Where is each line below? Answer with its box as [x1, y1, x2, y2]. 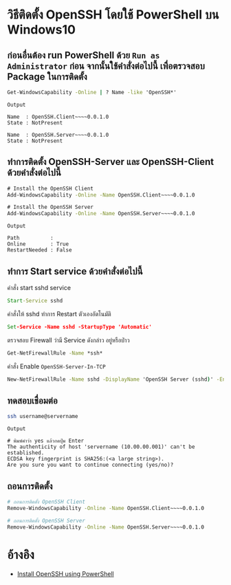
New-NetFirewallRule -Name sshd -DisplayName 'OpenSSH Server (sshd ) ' [7, 375, 214, 383]
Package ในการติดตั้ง [7, 71, 87, 82]
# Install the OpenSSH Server [7, 203, 94, 211]
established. [7, 450, 45, 456]
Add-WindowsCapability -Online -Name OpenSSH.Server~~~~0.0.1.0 [7, 210, 195, 217]
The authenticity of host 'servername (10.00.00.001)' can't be [7, 443, 195, 450]
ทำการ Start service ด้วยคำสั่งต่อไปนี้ [7, 265, 143, 277]
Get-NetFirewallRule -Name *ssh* [7, 349, 103, 357]
